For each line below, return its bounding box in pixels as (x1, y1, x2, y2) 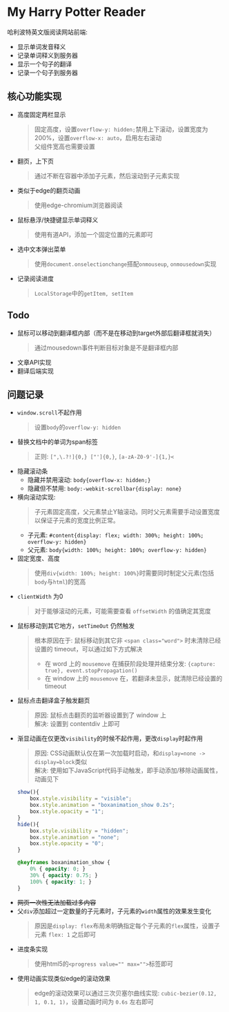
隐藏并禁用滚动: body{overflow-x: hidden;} (27, 476, 151, 484)
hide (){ (17, 821, 39, 828)
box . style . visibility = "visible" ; (30, 795, 132, 802)
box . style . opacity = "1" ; (30, 808, 105, 815)
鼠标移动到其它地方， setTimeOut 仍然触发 (17, 622, 135, 630)
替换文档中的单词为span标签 (17, 438, 99, 446)
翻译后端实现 (17, 367, 54, 375)
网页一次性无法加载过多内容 (17, 898, 97, 906)
